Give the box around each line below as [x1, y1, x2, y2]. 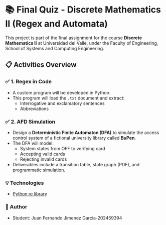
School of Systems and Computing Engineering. [5, 45, 104, 51]
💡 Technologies [5, 179, 44, 186]
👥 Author [5, 203, 28, 210]
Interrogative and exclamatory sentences [20, 100, 105, 106]
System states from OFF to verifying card [20, 145, 105, 151]
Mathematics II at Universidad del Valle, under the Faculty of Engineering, [5, 40, 158, 46]
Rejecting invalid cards [20, 156, 67, 162]
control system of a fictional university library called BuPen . [12, 135, 136, 141]
